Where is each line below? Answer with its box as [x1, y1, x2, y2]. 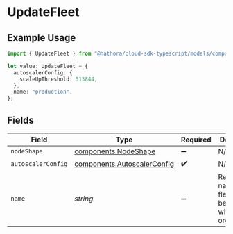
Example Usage [7, 32, 76, 44]
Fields [7, 114, 35, 126]
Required [180, 135, 212, 144]
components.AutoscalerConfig [74, 159, 175, 169]
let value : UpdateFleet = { [7, 62, 89, 69]
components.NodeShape [74, 147, 156, 156]
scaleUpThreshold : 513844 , [19, 76, 98, 83]
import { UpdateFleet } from [7, 50, 92, 57]
